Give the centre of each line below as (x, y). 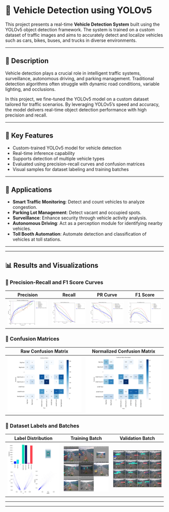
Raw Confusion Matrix (45, 351)
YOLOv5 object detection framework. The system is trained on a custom (80, 29)
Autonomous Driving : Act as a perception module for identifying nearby (87, 223)
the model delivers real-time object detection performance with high (76, 109)
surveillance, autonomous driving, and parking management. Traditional (80, 78)
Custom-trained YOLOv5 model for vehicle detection (67, 148)
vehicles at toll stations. (37, 240)
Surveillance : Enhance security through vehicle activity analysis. (80, 218)
